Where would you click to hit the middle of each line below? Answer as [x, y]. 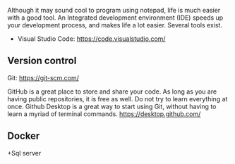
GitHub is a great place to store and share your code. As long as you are [112, 92]
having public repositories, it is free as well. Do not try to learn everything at [117, 99]
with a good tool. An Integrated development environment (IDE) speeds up [115, 18]
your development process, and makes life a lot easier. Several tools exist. [115, 25]
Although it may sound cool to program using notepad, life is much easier [114, 10]
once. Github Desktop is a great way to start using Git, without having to [112, 106]
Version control [42, 61]
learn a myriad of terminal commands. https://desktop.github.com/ [104, 114]
